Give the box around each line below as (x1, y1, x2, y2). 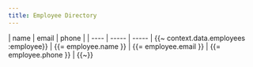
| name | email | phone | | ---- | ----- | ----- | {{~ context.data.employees (8, 33, 246, 43)
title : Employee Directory (8, 11, 97, 20)
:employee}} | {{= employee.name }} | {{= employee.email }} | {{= (8, 41, 221, 51)
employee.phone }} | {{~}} (8, 50, 93, 59)
